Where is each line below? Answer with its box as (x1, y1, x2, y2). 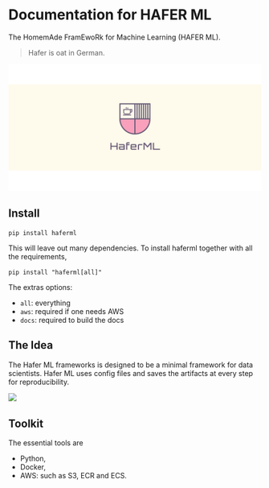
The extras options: (8, 282, 73, 292)
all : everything (19, 298, 71, 308)
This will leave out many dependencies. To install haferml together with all (8, 243, 253, 253)
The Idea (8, 338, 54, 352)
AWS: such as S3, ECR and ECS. (19, 471, 127, 481)
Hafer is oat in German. (27, 48, 105, 57)
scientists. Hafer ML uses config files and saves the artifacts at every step (8, 368, 254, 378)
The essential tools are (8, 438, 84, 448)
